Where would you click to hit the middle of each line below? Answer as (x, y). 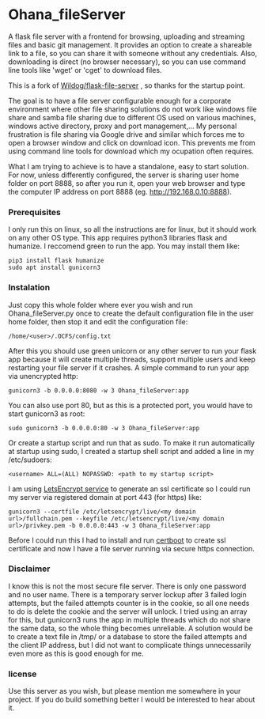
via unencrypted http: (44, 376)
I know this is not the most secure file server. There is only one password (127, 586)
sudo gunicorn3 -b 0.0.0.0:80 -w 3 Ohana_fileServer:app (104, 428)
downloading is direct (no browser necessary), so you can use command (127, 62)
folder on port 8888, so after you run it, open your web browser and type (127, 183)
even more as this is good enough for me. (76, 653)
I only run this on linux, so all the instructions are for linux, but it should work (132, 229)
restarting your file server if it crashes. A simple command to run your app (129, 367)
